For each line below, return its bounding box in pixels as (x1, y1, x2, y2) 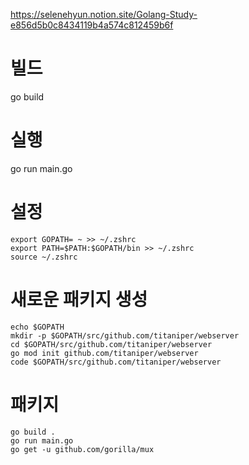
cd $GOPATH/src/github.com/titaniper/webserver (10, 339, 213, 349)
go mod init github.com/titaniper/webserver (10, 348, 199, 358)
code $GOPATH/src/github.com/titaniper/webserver (10, 357, 222, 367)
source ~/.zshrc (10, 252, 78, 262)
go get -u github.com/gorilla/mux (10, 444, 155, 454)
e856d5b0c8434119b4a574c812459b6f (10, 19, 174, 31)
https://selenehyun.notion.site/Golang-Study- (10, 9, 198, 20)
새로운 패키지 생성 (10, 289, 148, 311)
